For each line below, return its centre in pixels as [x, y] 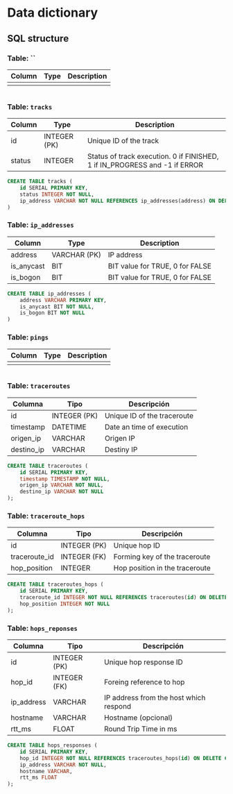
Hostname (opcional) [138, 718]
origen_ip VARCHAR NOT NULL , [62, 485]
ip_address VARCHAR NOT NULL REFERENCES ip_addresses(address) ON [118, 201]
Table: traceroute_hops [46, 516]
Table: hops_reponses [42, 628]
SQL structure [38, 39]
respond [118, 707]
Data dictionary [53, 13]
